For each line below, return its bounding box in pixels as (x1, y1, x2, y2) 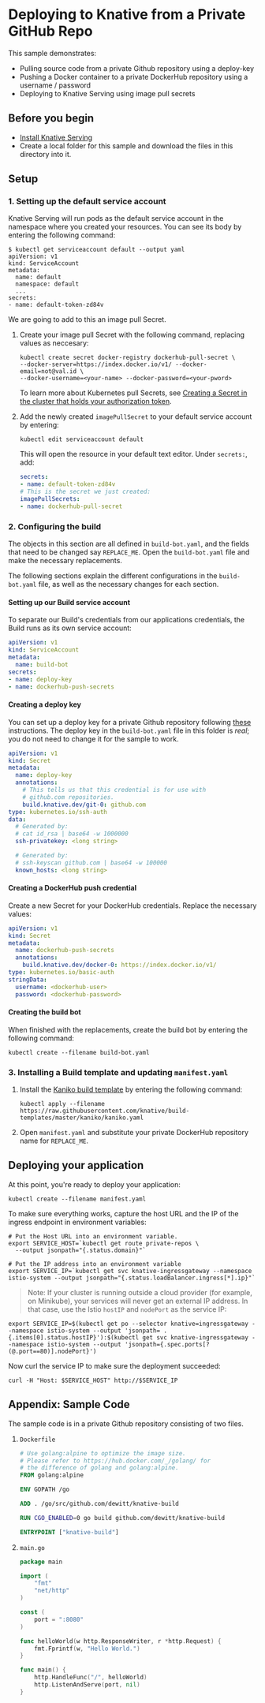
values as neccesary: (19, 338, 89, 348)
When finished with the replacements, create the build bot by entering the (8, 1025, 248, 1034)
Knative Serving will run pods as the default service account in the (8, 214, 224, 223)
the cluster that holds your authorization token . (19, 397, 172, 406)
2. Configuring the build (8, 521, 102, 532)
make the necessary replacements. (8, 556, 122, 566)
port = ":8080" (34, 1615, 84, 1623)
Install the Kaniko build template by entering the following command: (19, 1085, 243, 1094)
